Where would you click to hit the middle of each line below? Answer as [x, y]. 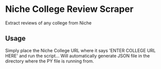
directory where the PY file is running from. [49, 61]
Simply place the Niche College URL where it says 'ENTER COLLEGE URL [80, 50]
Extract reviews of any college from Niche [48, 23]
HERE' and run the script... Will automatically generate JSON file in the [77, 56]
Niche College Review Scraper [69, 9]
